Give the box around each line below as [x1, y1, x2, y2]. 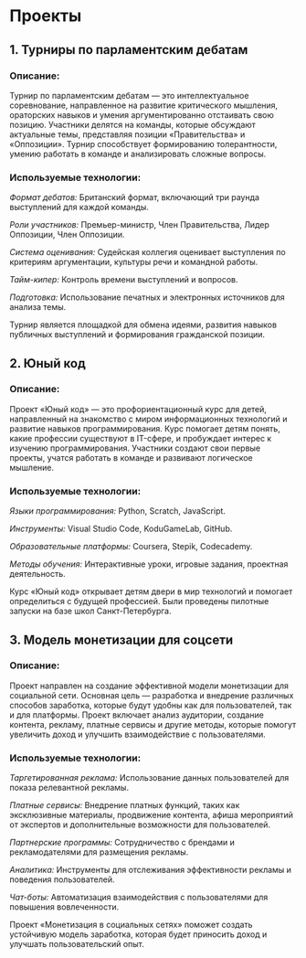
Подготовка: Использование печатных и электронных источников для [9, 292, 285, 303]
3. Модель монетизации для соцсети [9, 632, 234, 647]
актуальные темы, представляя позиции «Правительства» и [9, 129, 246, 140]
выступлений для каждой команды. [9, 202, 149, 213]
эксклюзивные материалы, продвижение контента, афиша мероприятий [9, 810, 294, 821]
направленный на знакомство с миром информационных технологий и [9, 413, 288, 424]
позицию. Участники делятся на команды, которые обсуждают [9, 119, 256, 130]
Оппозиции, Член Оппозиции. [9, 229, 125, 240]
